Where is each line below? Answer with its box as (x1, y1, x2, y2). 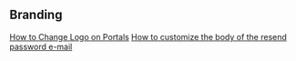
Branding (9, 7, 63, 23)
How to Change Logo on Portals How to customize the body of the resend (9, 31, 287, 42)
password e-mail (9, 41, 73, 52)
